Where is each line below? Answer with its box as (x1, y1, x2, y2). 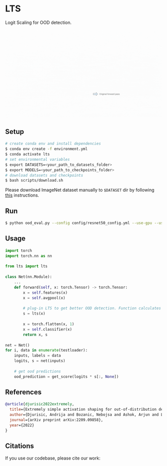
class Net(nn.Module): (5, 274, 52, 279)
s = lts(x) (23, 311, 46, 316)
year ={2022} (9, 423, 35, 428)
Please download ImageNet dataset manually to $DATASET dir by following (5, 187, 155, 193)
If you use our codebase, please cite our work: (5, 455, 101, 461)
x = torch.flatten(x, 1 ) (23, 322, 75, 327)
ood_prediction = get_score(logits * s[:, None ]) (14, 374, 119, 379)
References (5, 388, 42, 396)
